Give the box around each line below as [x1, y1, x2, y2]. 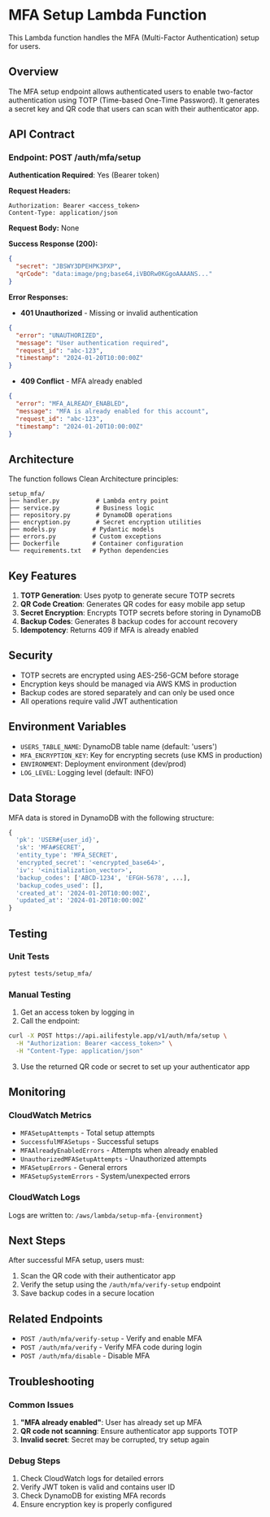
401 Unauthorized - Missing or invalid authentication [20, 308, 198, 318]
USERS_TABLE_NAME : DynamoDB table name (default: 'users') [20, 741, 218, 751]
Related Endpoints [8, 1312, 103, 1326]
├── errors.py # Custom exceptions [8, 533, 162, 541]
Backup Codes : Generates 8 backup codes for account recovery [20, 616, 238, 626]
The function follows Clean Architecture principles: [8, 474, 179, 484]
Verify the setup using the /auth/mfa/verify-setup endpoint [20, 1280, 221, 1290]
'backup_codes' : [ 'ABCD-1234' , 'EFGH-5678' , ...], [15, 874, 191, 882]
